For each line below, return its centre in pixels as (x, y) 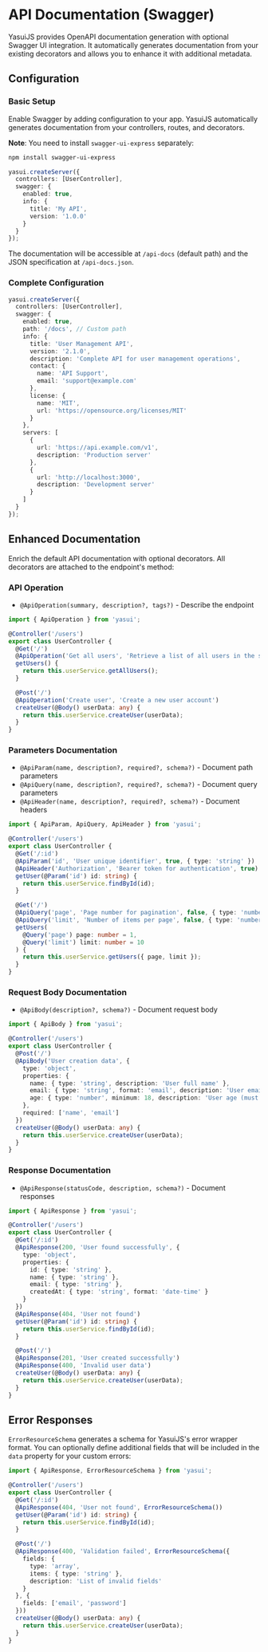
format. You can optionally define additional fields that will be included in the (134, 1448)
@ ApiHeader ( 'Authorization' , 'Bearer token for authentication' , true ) (137, 868)
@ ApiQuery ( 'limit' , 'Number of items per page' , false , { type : (124, 920)
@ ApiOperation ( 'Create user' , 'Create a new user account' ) (117, 700)
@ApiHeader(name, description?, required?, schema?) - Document (130, 801)
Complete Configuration (56, 283)
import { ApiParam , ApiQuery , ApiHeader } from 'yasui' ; (105, 824)
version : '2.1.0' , (60, 351)
